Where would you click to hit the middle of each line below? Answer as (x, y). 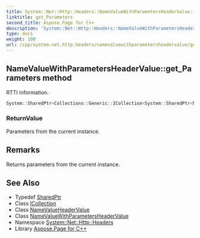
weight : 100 (21, 39)
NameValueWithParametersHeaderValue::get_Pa (99, 69)
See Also (23, 183)
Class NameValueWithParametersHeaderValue (72, 216)
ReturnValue (24, 118)
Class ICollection (35, 204)
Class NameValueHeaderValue (52, 210)
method (57, 78)
